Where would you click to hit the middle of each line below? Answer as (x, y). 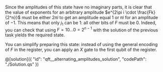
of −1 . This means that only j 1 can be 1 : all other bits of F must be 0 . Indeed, (81, 23)
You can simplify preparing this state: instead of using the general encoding (81, 45)
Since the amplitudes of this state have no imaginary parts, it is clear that (79, 7)
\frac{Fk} (146, 12)
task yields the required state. (35, 35)
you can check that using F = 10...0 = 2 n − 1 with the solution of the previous (81, 29)
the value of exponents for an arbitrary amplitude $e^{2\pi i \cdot (70, 12)
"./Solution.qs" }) (22, 64)
